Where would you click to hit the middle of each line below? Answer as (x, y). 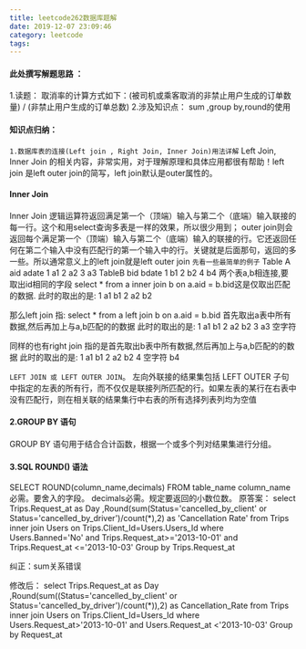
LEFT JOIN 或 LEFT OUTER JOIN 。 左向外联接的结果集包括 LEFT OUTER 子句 (149, 376)
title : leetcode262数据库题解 (63, 18)
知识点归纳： (33, 130)
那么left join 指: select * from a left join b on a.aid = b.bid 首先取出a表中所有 (150, 315)
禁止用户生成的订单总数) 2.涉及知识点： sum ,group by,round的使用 (165, 107)
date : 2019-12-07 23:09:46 (61, 26)
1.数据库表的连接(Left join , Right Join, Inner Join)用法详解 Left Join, (143, 151)
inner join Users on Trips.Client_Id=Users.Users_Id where (117, 528)
